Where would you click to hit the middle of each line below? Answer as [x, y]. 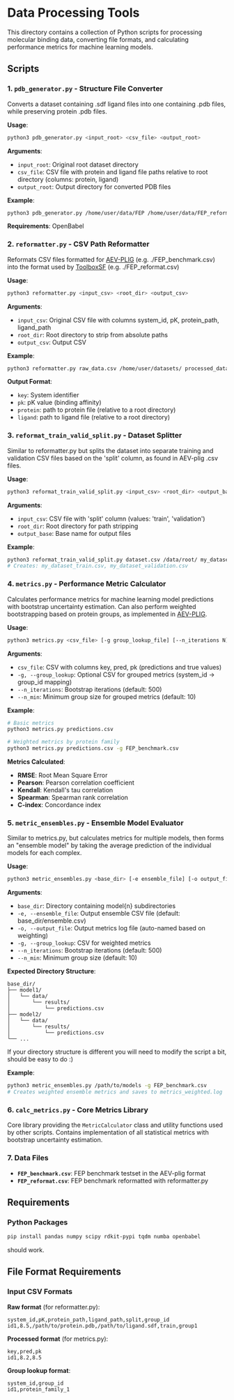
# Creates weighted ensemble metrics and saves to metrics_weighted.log [115, 1092]
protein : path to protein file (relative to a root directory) [96, 410]
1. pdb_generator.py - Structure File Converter [85, 89]
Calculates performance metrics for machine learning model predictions [110, 599]
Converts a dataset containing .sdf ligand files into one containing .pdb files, [117, 104]
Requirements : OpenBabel [46, 226]
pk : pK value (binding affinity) [60, 403]
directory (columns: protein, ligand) [68, 179]
